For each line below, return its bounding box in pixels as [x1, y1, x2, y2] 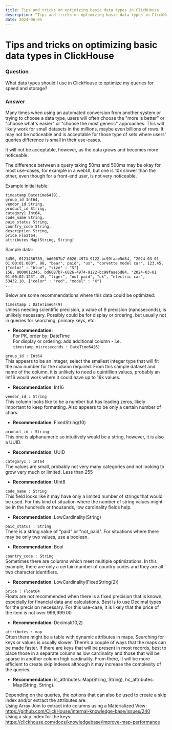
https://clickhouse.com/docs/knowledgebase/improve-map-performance [5, 719, 160, 725]
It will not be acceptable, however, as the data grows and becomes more [5, 147, 159, 153]
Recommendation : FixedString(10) [12, 419, 86, 426]
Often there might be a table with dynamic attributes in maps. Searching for [5, 634, 164, 640]
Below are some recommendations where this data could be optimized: [5, 292, 155, 298]
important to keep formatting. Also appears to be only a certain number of [5, 404, 161, 410]
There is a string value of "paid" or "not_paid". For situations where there [5, 528, 159, 535]
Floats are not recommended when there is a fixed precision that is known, [5, 593, 163, 600]
